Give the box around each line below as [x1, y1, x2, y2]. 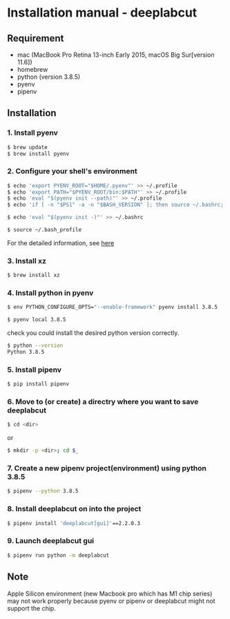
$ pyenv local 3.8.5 [7, 316, 67, 323]
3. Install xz [7, 256, 47, 265]
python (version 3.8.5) [17, 73, 81, 81]
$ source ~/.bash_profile [7, 227, 82, 234]
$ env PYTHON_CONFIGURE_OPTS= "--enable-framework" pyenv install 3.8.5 [7, 304, 218, 311]
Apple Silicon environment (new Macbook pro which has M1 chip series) [7, 589, 213, 598]
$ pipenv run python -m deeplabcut [7, 551, 110, 559]
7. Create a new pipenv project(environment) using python [7, 464, 207, 473]
